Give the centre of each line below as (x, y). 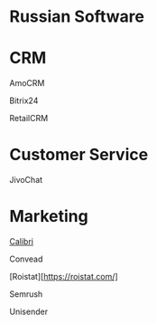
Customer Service (79, 155)
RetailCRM (29, 119)
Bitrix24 (24, 100)
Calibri (22, 241)
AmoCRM (27, 83)
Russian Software (77, 17)
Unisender (28, 311)
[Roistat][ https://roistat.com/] (64, 276)
